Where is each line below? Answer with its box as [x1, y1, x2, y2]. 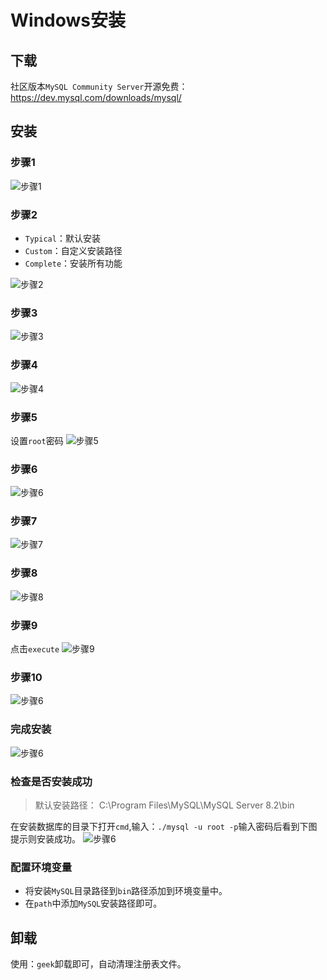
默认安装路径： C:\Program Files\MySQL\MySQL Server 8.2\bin [34, 799, 295, 811]
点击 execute [10, 643, 60, 655]
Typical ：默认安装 [24, 232, 101, 244]
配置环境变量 [10, 860, 73, 874]
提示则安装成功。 [10, 832, 81, 845]
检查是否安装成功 [10, 774, 93, 788]
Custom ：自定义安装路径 [24, 244, 123, 256]
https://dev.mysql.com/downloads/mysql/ [10, 92, 182, 103]
